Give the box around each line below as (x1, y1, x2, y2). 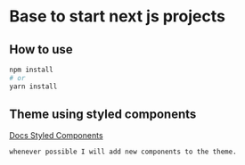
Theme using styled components (9, 107, 197, 122)
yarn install (9, 82, 58, 91)
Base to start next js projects (9, 6, 225, 27)
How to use (9, 42, 73, 57)
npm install (9, 65, 53, 74)
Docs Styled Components (9, 130, 104, 141)
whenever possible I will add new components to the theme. (9, 147, 238, 157)
